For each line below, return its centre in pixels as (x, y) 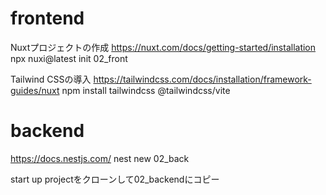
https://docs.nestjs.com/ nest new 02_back (100, 158)
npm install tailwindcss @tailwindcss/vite (146, 90)
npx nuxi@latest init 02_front (69, 58)
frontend (47, 18)
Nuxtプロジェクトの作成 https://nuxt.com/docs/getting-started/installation (163, 47)
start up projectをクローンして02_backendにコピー (115, 179)
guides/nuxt (35, 90)
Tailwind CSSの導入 (51, 79)
